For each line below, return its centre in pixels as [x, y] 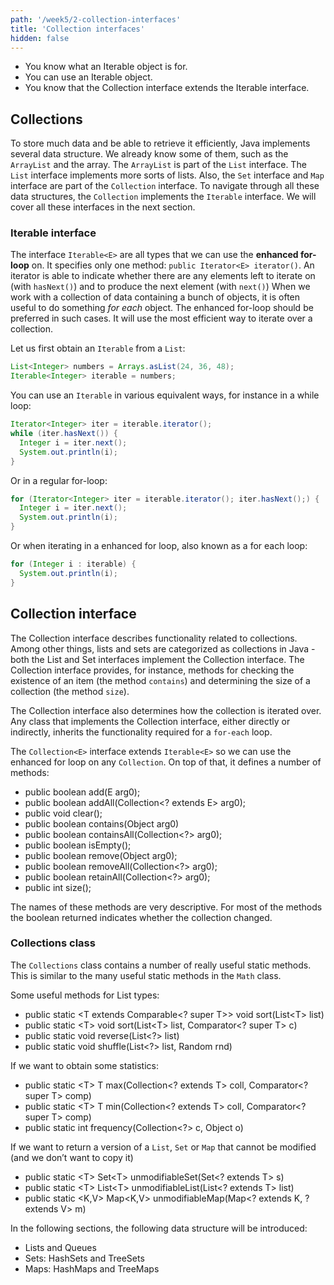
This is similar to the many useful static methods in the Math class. [146, 975]
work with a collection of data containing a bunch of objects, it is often [155, 297]
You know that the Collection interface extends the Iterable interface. [167, 88]
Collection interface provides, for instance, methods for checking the [152, 670]
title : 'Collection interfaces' [77, 29]
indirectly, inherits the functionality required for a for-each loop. [141, 732]
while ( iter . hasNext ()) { [64, 434]
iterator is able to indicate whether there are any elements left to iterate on [163, 276]
